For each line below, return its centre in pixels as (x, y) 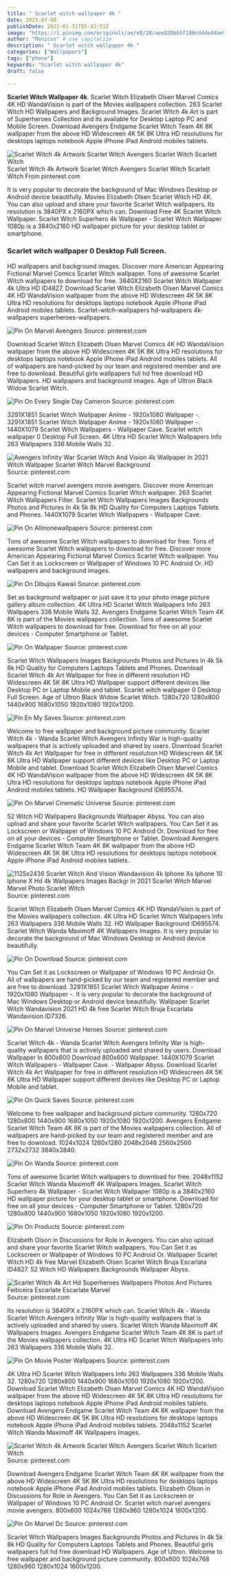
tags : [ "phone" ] (30, 59)
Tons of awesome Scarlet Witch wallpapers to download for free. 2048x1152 (115, 1176)
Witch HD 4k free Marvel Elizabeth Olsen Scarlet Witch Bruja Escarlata (107, 1262)
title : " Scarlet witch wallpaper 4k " (64, 13)
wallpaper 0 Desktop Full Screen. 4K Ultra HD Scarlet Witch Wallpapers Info (114, 436)
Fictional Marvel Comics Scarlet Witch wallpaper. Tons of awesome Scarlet (113, 273)
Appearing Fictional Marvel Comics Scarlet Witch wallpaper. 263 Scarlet (109, 493)
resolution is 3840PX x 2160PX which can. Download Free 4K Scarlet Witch (114, 211)
